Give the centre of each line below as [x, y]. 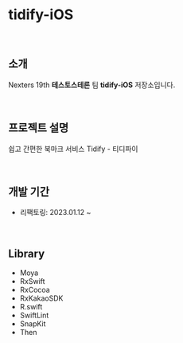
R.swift [31, 307]
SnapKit [33, 324]
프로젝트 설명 [39, 128]
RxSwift [32, 281]
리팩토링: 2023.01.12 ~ [55, 213]
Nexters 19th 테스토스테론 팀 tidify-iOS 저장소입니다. [92, 85]
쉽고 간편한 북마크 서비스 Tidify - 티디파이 [73, 149]
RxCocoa [35, 290]
